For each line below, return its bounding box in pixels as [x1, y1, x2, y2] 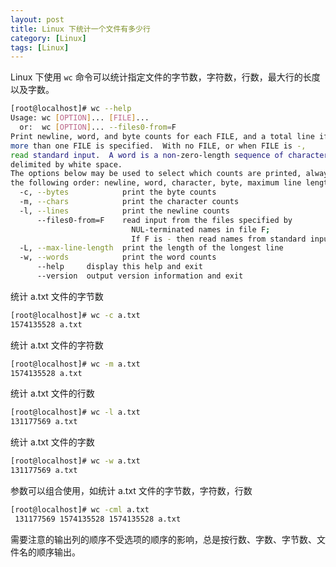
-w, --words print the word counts [19, 252, 217, 263]
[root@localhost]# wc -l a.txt [10, 407, 141, 418]
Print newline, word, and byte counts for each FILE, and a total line [10, 131, 315, 141]
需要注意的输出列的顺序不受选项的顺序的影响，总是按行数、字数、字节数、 [10, 533, 317, 545]
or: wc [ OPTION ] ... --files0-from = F [19, 122, 177, 132]
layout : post [10, 14, 65, 25]
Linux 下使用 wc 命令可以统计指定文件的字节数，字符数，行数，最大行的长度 [10, 71, 321, 83]
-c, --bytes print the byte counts [19, 187, 217, 198]
